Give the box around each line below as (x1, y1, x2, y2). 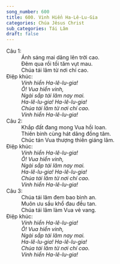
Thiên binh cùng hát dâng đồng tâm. (21, 130, 112, 138)
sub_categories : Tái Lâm (6, 25, 68, 32)
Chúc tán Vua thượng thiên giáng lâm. (21, 136, 115, 144)
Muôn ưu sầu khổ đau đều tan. (21, 200, 97, 207)
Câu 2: (6, 117, 23, 125)
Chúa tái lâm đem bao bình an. (21, 194, 97, 201)
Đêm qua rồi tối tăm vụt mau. (21, 60, 93, 68)
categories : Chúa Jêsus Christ (6, 20, 85, 26)
